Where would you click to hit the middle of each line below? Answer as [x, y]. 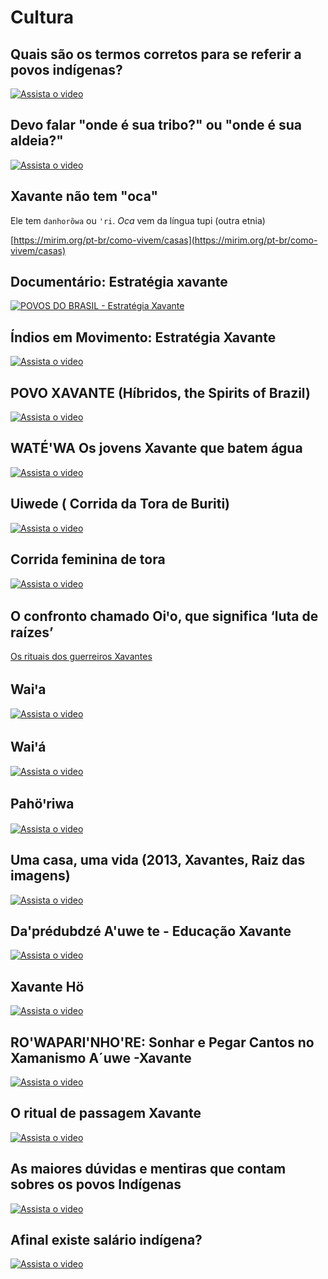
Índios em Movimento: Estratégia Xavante [143, 337]
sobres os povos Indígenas [96, 1184]
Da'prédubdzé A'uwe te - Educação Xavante [151, 931]
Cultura [42, 17]
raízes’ [32, 632]
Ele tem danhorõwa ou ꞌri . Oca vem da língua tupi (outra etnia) [138, 220]
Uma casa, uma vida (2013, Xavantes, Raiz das [158, 860]
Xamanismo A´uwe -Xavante [101, 1057]
